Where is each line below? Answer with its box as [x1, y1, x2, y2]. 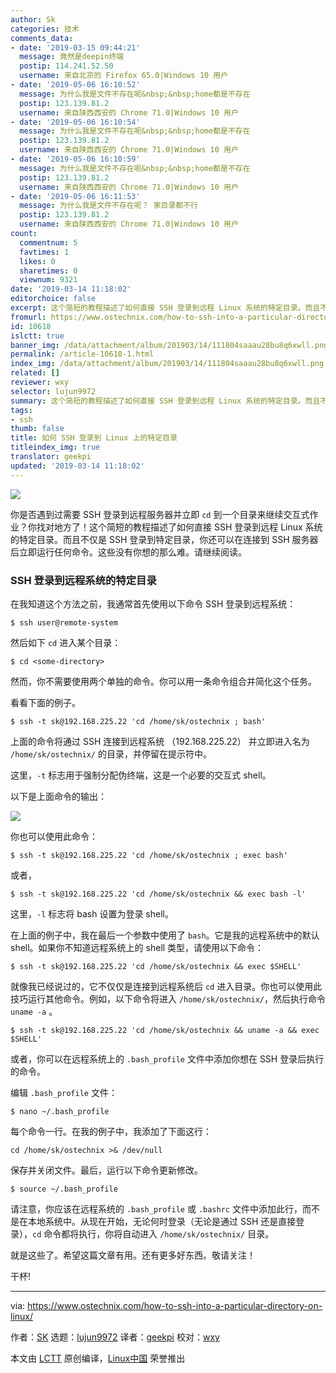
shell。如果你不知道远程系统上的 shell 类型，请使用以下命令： [10, 941, 265, 953]
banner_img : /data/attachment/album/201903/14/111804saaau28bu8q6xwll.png [10, 340, 329, 350]
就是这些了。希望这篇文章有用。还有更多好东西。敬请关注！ [10, 1249, 256, 1261]
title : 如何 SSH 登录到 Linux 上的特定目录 [10, 433, 178, 443]
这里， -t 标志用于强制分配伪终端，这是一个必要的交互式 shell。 [10, 769, 272, 781]
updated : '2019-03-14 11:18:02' [10, 461, 145, 471]
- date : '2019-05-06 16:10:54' [10, 117, 141, 127]
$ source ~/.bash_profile [10, 1184, 118, 1194]
